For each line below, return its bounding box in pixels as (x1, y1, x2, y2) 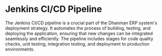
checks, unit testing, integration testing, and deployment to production (5, 41, 150, 47)
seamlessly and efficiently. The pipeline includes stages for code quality (5, 36, 154, 42)
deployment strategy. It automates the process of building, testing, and (5, 25, 151, 31)
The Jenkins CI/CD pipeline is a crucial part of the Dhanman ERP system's (5, 20, 158, 26)
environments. (5, 46, 35, 52)
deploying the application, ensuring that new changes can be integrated (5, 30, 153, 36)
